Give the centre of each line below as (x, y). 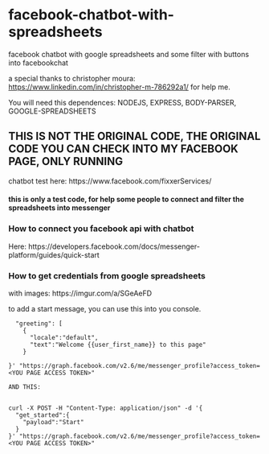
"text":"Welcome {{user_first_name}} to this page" (118, 345)
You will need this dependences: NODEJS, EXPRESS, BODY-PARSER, (122, 102)
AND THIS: (25, 387)
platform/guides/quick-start (54, 254)
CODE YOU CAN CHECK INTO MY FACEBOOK (123, 149)
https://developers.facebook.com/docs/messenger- (114, 246)
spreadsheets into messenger (59, 208)
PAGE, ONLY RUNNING (65, 161)
